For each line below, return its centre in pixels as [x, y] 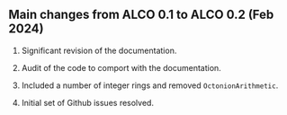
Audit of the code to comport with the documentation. [121, 67]
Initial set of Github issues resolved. [88, 102]
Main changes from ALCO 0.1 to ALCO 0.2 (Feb [141, 15]
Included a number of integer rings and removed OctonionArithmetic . [150, 85]
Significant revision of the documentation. [99, 50]
